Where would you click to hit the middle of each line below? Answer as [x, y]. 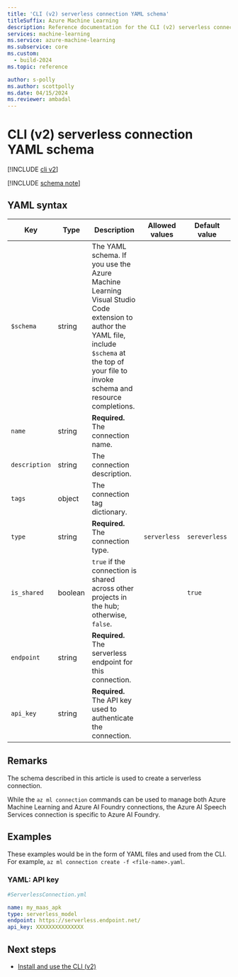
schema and [112, 388]
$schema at [109, 352]
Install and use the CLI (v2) [57, 966]
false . [102, 624]
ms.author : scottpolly [41, 86]
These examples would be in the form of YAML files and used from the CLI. [117, 854]
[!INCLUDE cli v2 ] [33, 169]
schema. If [109, 255]
